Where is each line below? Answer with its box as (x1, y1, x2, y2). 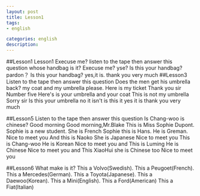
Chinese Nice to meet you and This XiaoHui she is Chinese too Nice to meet (6, 147, 193, 154)
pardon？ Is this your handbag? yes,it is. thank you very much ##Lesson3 (6, 71, 187, 78)
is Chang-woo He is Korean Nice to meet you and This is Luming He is (6, 141, 179, 147)
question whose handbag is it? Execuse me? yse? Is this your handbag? (6, 64, 183, 71)
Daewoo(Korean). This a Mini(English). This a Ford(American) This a (6, 177, 173, 184)
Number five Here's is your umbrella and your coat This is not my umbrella (6, 91, 189, 98)
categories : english (6, 36, 58, 42)
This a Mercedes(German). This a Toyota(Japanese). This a (6, 171, 153, 178)
